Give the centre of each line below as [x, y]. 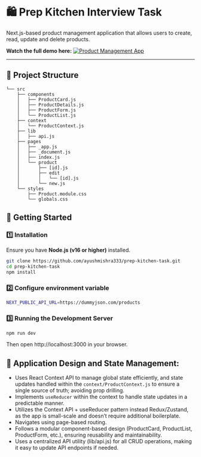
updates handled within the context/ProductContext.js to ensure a [97, 384]
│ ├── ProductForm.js [47, 110]
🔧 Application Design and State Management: [93, 363]
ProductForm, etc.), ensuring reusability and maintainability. [89, 435]
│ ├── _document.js [44, 152]
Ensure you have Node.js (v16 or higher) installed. [68, 250]
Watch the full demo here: [39, 51]
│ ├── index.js [39, 157]
